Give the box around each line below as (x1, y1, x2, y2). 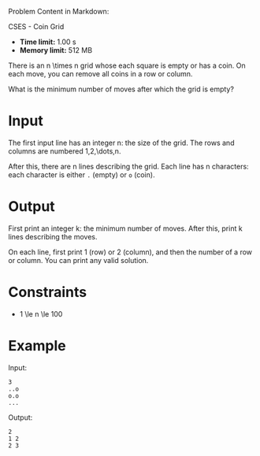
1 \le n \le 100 (19, 309, 63, 318)
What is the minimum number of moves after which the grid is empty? (8, 84, 235, 94)
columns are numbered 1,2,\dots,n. (8, 146, 121, 156)
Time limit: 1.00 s (19, 37, 76, 46)
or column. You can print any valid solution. (8, 255, 149, 265)
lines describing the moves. (8, 232, 98, 241)
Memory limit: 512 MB (19, 46, 93, 54)
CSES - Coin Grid (8, 22, 65, 31)
